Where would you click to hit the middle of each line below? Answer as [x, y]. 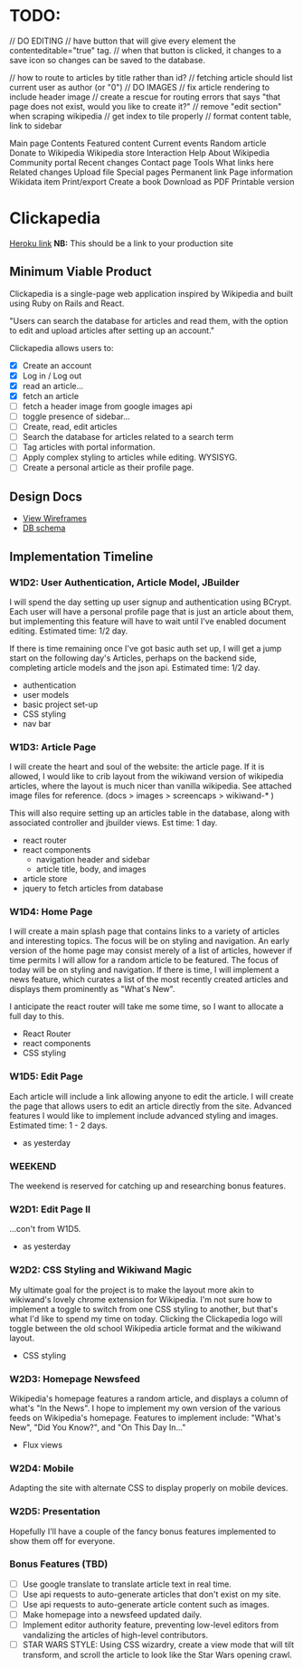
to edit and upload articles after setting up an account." [112, 330]
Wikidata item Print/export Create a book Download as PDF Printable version [152, 181]
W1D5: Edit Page [46, 1076]
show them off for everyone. [62, 1540]
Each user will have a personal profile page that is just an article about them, [151, 611]
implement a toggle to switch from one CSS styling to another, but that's [144, 1309]
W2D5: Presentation [55, 1512]
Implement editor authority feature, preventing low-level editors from [150, 1625]
